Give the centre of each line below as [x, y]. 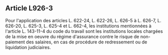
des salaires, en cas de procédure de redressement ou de [87, 42]
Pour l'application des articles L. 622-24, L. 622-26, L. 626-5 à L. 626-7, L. [83, 20]
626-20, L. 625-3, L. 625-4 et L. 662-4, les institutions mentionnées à [78, 26]
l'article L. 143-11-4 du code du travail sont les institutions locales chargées [84, 31]
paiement [15, 42]
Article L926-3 [29, 8]
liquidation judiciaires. [28, 47]
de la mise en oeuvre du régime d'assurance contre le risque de [72, 36]
